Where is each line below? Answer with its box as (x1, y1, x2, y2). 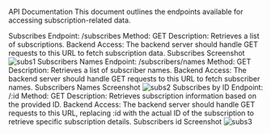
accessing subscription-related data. (8, 15, 131, 25)
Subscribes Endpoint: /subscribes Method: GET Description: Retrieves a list (8, 31, 260, 40)
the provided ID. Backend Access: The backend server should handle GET (8, 100, 256, 109)
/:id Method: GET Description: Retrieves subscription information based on (8, 91, 257, 100)
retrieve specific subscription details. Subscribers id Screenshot (8, 117, 222, 126)
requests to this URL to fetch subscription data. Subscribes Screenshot (8, 48, 245, 57)
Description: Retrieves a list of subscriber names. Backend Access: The (8, 65, 247, 75)
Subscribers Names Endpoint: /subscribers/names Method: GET (37, 57, 252, 66)
